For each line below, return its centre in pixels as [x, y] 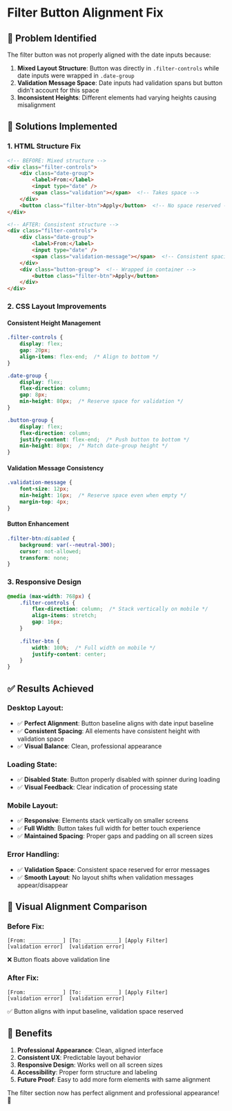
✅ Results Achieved [51, 689]
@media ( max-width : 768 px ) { [49, 596]
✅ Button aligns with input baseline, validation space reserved [95, 1011]
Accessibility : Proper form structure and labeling [87, 1072]
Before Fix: [26, 927]
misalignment [36, 105]
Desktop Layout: [35, 708]
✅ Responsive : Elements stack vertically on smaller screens [103, 821]
